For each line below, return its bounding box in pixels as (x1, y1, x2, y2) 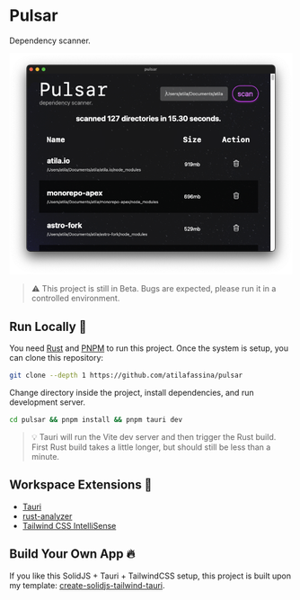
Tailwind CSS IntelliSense (22, 520, 117, 531)
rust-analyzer (22, 510, 73, 522)
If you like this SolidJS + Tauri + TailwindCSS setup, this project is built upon (9, 570, 292, 581)
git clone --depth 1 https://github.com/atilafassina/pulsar (9, 371, 243, 381)
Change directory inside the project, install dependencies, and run (9, 388, 254, 399)
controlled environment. (31, 293, 120, 304)
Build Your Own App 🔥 (9, 546, 136, 562)
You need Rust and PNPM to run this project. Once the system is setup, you (9, 343, 289, 354)
